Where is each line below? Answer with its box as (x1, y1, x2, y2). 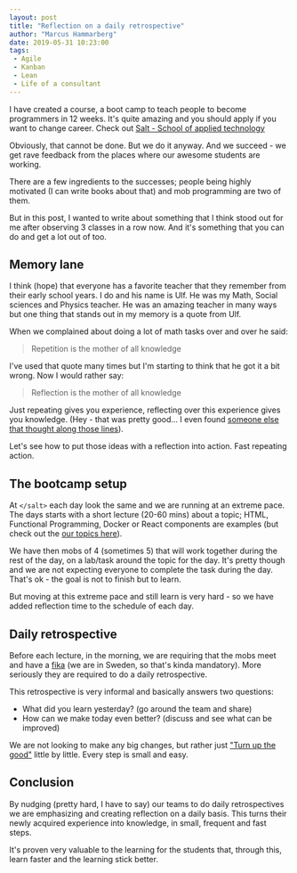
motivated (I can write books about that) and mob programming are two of (9, 185, 282, 196)
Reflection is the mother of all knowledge (30, 388, 182, 398)
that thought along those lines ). (9, 424, 124, 435)
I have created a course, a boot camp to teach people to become (9, 103, 247, 114)
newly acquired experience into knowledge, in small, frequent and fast (9, 817, 267, 828)
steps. (9, 827, 32, 837)
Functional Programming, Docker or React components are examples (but (9, 518, 279, 530)
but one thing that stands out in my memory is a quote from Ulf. (9, 309, 242, 320)
